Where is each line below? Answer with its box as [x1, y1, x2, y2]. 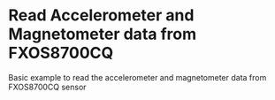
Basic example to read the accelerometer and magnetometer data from [8, 72, 267, 82]
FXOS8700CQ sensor [8, 81, 87, 92]
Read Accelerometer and [8, 5, 195, 26]
